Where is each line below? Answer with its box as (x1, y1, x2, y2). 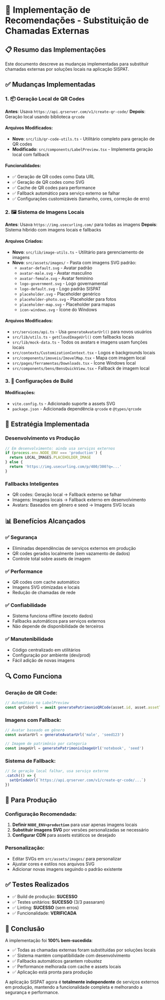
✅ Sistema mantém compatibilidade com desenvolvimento (12, 953, 131, 959)
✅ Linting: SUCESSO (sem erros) (12, 904, 79, 911)
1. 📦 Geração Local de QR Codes (5, 95, 85, 102)
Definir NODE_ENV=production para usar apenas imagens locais (12, 822, 137, 828)
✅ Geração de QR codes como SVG (12, 179, 85, 185)
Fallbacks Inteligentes (5, 480, 59, 487)
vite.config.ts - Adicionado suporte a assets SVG (12, 400, 115, 406)
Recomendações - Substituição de (5, 15, 149, 26)
